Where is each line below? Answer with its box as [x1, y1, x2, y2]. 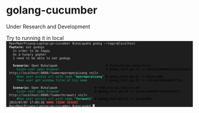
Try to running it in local [6, 34, 64, 41]
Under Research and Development [6, 23, 91, 30]
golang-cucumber [6, 4, 98, 17]
